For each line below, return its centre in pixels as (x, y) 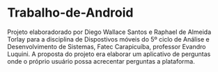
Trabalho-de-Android (70, 13)
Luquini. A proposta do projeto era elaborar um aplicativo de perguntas (109, 54)
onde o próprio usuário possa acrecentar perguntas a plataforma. (101, 61)
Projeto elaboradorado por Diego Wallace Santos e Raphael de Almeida (109, 32)
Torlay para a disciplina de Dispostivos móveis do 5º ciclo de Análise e (109, 39)
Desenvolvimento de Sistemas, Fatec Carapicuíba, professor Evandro (107, 46)
